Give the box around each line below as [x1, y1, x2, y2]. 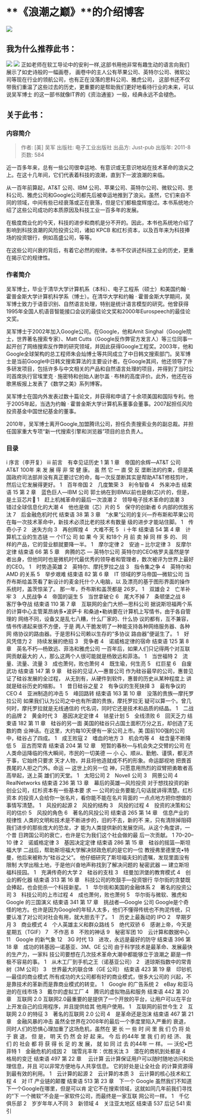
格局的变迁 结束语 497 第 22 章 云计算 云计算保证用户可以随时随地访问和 [6, 1055, 189, 1062]
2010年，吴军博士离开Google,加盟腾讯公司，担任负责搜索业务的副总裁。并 [6, 420, 189, 427]
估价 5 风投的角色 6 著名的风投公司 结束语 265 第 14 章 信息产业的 [16, 809, 189, 816]
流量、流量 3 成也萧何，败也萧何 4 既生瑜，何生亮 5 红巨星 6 [16, 660, 177, 667]
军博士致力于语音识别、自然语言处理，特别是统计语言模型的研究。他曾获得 [6, 300, 189, 307]
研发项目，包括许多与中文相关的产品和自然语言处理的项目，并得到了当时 [11, 365, 189, 372]
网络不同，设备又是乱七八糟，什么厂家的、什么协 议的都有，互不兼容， [17, 615, 192, 623]
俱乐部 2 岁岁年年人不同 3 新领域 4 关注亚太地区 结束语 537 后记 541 [6, 1100, 185, 1107]
